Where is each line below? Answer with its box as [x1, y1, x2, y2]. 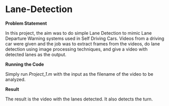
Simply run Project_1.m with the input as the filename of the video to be [5, 71, 154, 77]
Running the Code [5, 61, 44, 67]
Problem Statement [5, 20, 47, 26]
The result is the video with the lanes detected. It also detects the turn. [5, 96, 153, 102]
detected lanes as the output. [5, 51, 67, 58]
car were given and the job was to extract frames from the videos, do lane [5, 40, 160, 46]
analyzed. [5, 76, 26, 82]
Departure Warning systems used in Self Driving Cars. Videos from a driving [5, 35, 164, 41]
